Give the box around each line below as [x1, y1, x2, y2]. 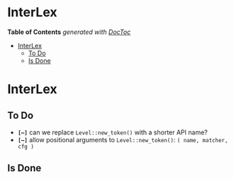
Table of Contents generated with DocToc [7, 28, 131, 36]
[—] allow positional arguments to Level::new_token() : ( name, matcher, [17, 135, 228, 144]
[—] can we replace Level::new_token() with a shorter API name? [17, 128, 208, 137]
